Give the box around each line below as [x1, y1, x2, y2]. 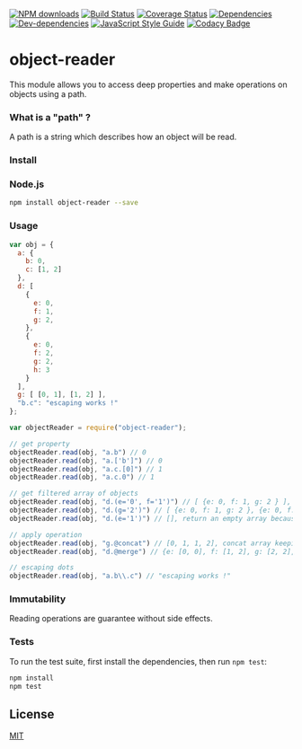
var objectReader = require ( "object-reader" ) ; [9, 423, 187, 432]
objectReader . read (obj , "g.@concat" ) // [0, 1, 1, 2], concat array [9, 539, 271, 548]
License [9, 706, 55, 722]
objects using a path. [9, 88, 87, 99]
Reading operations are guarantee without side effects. [9, 613, 213, 624]
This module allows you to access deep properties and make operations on [9, 79, 288, 90]
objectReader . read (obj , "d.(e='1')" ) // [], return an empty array [9, 514, 268, 523]
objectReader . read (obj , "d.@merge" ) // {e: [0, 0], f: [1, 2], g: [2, [9, 547, 280, 556]
